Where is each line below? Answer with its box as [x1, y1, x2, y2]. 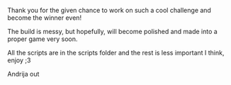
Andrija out [7, 70, 40, 78]
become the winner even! [7, 13, 82, 22]
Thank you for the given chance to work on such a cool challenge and [7, 6, 211, 14]
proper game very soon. [7, 35, 78, 43]
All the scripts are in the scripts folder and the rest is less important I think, [7, 49, 225, 57]
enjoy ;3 [7, 56, 31, 64]
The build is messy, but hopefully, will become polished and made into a [7, 28, 218, 35]
